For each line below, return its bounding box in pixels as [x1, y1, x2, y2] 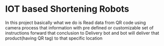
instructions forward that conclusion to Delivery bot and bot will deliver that [5, 30, 160, 36]
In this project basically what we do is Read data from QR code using [5, 20, 146, 25]
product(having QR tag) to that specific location [5, 35, 103, 41]
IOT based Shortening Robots [5, 3, 129, 15]
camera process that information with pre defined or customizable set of [5, 24, 154, 30]
